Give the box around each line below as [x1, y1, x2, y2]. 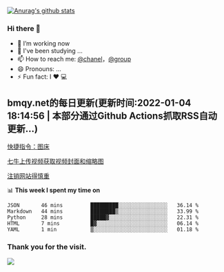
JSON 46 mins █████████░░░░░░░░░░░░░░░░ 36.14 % [7, 202, 198, 209]
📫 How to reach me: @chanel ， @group [17, 55, 132, 64]
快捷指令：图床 [7, 142, 50, 151]
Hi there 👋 [7, 23, 41, 33]
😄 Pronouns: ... [17, 65, 62, 73]
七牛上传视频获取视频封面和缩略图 [7, 157, 104, 166]
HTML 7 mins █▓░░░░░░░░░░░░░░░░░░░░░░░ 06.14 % [7, 220, 198, 227]
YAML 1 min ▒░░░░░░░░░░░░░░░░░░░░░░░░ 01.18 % [7, 226, 198, 233]
